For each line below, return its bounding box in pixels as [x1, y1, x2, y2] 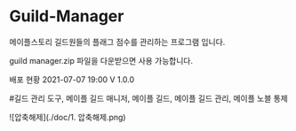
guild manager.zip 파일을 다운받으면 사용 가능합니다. [9, 55, 194, 65]
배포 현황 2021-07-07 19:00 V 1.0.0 [9, 73, 135, 85]
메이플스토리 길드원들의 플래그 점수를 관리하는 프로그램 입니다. [9, 36, 226, 47]
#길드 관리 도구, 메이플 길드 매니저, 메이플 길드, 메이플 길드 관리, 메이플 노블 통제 [9, 93, 289, 104]
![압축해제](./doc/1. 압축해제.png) [9, 112, 126, 122]
